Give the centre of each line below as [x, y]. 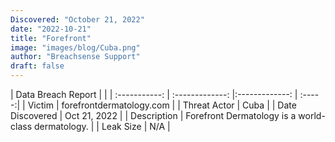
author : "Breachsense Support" [75, 57]
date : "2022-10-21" [51, 29]
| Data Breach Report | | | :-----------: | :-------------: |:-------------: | [154, 94]
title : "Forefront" [51, 38]
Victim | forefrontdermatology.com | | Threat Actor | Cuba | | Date [162, 105]
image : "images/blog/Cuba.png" [75, 47]
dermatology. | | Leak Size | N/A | [102, 126]
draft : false [37, 66]
